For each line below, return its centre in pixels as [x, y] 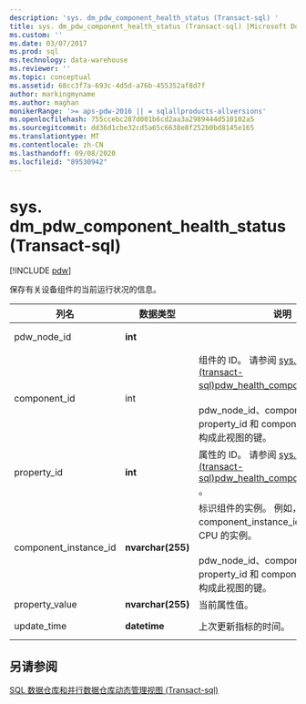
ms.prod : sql [34, 52]
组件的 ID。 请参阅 [238, 361]
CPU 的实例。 [228, 536]
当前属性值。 [226, 605]
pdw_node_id [43, 337]
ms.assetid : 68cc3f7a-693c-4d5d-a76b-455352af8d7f [107, 86]
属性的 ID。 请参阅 [238, 454]
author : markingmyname [52, 94]
